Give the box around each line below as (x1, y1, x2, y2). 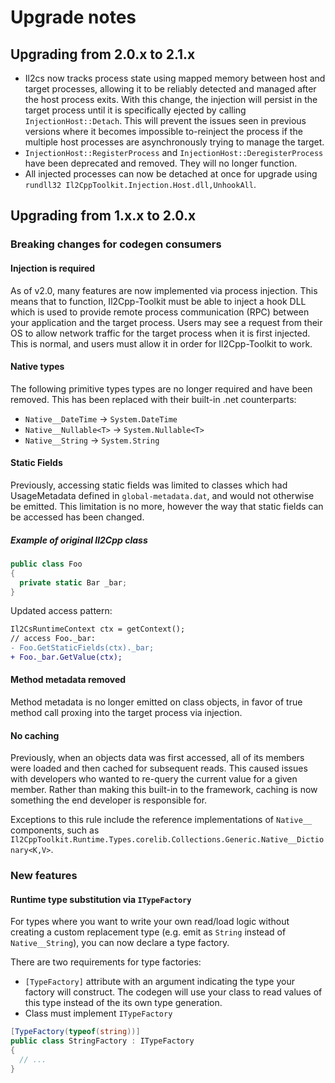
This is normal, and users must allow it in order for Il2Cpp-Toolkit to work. (10, 337, 313, 350)
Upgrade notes (10, 6, 137, 29)
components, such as (10, 824, 100, 836)
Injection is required (10, 262, 96, 274)
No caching (10, 729, 60, 741)
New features (10, 869, 78, 883)
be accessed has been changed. (10, 511, 145, 523)
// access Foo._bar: (10, 634, 97, 644)
